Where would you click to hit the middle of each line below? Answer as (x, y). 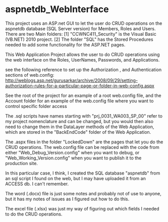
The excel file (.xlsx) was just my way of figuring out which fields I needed (82, 208)
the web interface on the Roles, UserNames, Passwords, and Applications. (82, 60)
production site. (21, 163)
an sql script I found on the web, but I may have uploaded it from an (76, 178)
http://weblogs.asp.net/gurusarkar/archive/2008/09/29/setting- (71, 80)
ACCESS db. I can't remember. (37, 184)
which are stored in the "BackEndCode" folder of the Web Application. (78, 132)
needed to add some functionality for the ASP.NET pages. (65, 44)
